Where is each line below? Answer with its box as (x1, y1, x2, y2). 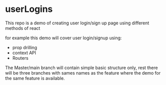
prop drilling (12, 44, 37, 50)
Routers (12, 55, 29, 61)
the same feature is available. (5, 75, 65, 81)
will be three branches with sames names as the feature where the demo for (5, 70, 161, 76)
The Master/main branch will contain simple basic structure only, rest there (5, 65, 158, 71)
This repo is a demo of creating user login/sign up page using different (5, 20, 150, 26)
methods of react (5, 25, 41, 31)
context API (12, 50, 36, 56)
